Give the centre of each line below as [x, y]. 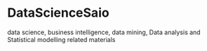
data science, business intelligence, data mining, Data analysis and [104, 32]
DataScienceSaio [59, 13]
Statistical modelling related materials [61, 39]
